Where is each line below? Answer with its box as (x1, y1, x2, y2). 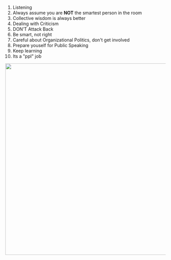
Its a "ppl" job (12, 53, 42, 59)
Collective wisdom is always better (12, 15, 85, 21)
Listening (12, 5, 32, 10)
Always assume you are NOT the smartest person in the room (12, 10, 142, 16)
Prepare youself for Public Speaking (12, 42, 89, 48)
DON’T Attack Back (12, 26, 53, 32)
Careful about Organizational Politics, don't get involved (12, 37, 130, 43)
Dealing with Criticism (12, 20, 59, 27)
